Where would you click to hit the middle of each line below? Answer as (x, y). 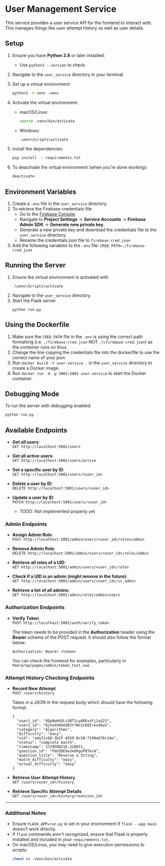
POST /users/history (33, 693)
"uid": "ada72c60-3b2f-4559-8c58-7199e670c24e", (68, 738)
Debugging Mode (32, 394)
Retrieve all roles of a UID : (39, 562)
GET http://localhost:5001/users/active (54, 461)
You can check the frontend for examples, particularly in (69, 660)
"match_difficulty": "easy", (47, 760)
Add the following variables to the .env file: (55, 245)
